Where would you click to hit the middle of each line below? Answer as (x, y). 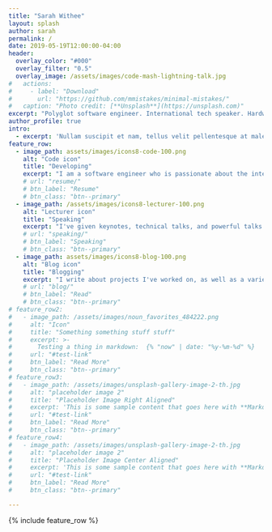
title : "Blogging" (54, 272)
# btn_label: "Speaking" (65, 242)
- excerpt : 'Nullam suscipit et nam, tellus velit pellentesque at (132, 136)
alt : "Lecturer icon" (59, 211)
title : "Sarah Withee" (47, 16)
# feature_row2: (36, 309)
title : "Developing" (57, 167)
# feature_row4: (36, 437)
